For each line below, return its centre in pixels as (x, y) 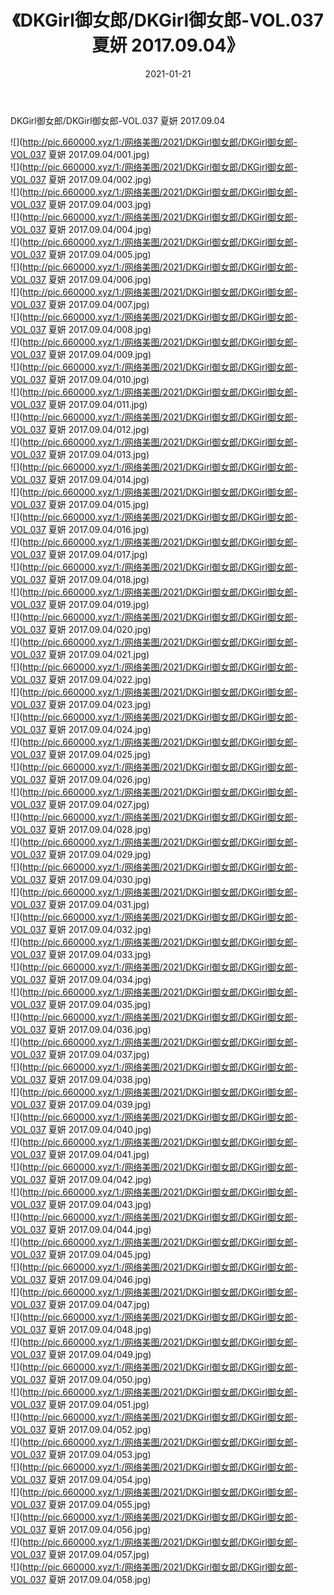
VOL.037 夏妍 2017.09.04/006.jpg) (81, 279)
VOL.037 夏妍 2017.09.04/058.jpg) (81, 1579)
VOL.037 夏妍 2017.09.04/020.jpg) (81, 629)
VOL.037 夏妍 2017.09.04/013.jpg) (80, 454)
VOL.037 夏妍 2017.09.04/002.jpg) (81, 179)
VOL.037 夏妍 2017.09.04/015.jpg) (80, 504)
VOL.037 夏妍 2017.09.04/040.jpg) (81, 1129)
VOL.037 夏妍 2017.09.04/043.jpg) (81, 1204)
